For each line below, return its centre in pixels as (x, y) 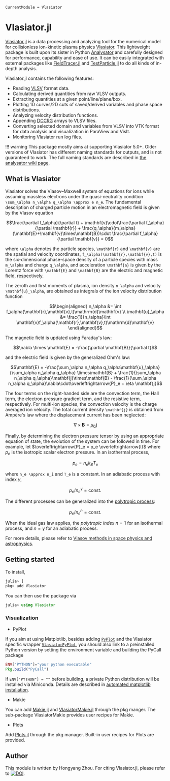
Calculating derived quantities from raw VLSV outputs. (70, 94)
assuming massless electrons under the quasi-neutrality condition (74, 196)
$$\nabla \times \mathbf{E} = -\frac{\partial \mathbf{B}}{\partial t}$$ (85, 347)
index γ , (13, 479)
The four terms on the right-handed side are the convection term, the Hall (82, 393)
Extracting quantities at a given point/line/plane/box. (67, 99)
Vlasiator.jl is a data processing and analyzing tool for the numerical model (83, 41)
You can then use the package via (41, 595)
